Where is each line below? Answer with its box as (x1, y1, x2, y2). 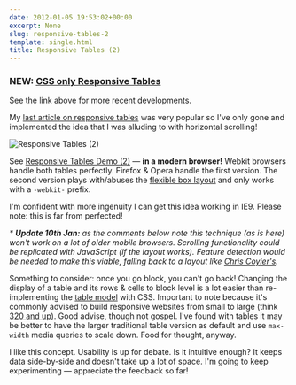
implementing (9, 292, 59, 303)
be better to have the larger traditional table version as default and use (9, 320, 267, 331)
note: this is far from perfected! (9, 211, 123, 221)
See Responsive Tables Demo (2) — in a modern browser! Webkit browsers (9, 156, 286, 166)
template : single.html (9, 37, 93, 47)
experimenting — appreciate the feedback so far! (9, 366, 189, 376)
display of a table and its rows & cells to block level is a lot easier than (9, 282, 264, 293)
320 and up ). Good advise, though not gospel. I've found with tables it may (9, 311, 283, 321)
